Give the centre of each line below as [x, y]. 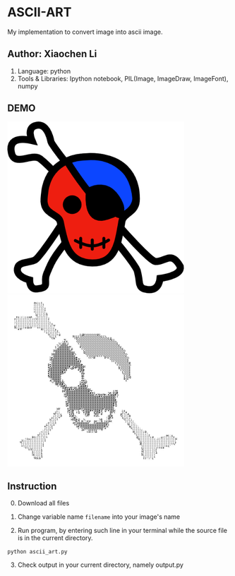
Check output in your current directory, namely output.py [100, 565]
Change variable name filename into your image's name [99, 517]
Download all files [43, 503]
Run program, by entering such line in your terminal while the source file [122, 531]
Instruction [32, 487]
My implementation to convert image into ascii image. [85, 32]
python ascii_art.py [38, 552]
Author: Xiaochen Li [52, 54]
